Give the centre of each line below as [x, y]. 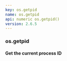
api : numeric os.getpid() [32, 19]
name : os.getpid [22, 14]
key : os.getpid [21, 10]
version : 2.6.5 [21, 24]
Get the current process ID [33, 53]
